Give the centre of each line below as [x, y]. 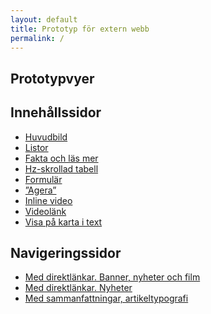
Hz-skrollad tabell [61, 168]
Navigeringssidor [66, 252]
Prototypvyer [52, 78]
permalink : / [37, 38]
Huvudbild [46, 137]
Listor [36, 147]
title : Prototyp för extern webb [80, 29]
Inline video [48, 200]
